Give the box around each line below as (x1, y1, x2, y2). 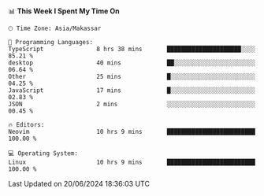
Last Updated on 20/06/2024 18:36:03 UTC (8, 179, 150, 188)
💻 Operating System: (8, 150, 79, 157)
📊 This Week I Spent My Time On (8, 6, 120, 16)
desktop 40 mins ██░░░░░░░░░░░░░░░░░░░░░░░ (8, 59, 256, 67)
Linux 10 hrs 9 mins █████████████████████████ (8, 158, 256, 166)
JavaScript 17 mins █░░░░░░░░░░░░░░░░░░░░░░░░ (8, 87, 256, 94)
